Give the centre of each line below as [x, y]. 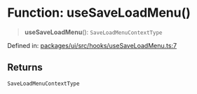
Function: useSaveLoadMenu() [99, 13]
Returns [25, 68]
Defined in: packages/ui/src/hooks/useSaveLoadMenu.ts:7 [92, 45]
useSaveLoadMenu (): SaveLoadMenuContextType [93, 32]
